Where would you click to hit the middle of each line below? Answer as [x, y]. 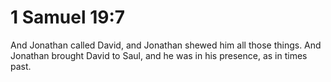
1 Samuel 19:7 [68, 17]
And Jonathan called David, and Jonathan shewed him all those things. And [166, 45]
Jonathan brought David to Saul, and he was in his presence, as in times [159, 55]
